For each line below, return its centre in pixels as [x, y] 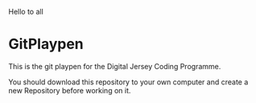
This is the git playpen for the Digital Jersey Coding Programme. [115, 66]
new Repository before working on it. [70, 90]
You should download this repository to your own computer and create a [128, 82]
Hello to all [26, 12]
